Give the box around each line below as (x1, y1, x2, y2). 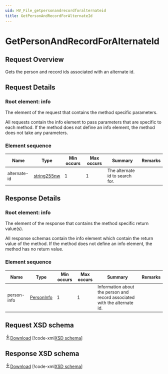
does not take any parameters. (5, 130, 68, 136)
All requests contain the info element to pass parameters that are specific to (5, 119, 161, 125)
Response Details (5, 194, 61, 202)
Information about (97, 284, 134, 290)
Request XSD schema (5, 321, 74, 329)
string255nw (33, 173, 60, 179)
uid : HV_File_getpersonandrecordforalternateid (5, 8, 106, 13)
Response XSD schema (5, 349, 79, 358)
